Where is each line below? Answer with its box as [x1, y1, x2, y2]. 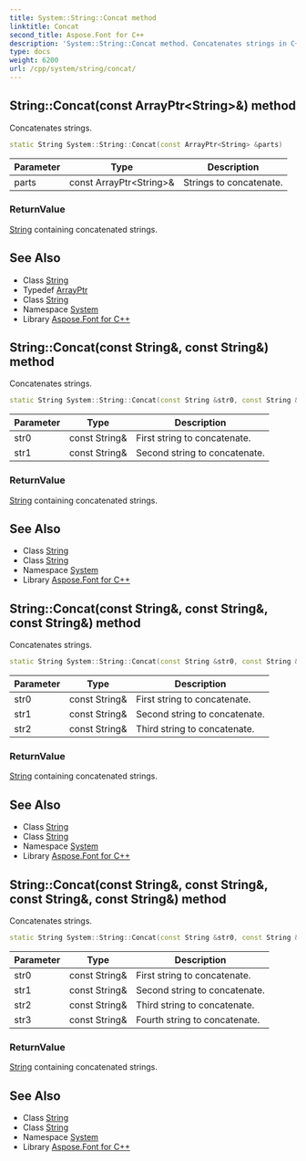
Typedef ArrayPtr [22, 284, 88, 295]
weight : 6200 [9, 56, 59, 65]
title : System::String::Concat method [9, 13, 157, 23]
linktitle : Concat [9, 22, 79, 31]
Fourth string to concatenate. [136, 1013, 260, 1026]
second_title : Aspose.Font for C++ [9, 30, 145, 39]
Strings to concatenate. [183, 175, 284, 188]
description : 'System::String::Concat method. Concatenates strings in [9, 38, 287, 48]
